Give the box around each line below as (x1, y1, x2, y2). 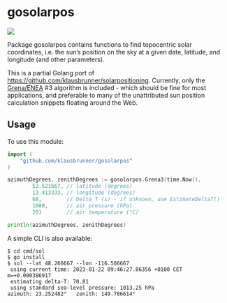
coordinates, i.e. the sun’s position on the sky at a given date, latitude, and (7, 47, 221, 56)
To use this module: (7, 137, 64, 145)
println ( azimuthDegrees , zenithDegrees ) (7, 221, 127, 228)
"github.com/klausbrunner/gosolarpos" (20, 157, 133, 164)
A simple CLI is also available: (7, 234, 93, 242)
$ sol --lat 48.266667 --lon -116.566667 (7, 260, 130, 267)
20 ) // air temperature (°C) (32, 209, 139, 216)
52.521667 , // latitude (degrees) (32, 183, 133, 190)
